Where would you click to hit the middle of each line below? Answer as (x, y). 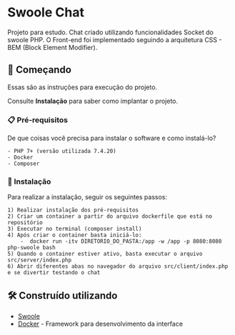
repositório (25, 223)
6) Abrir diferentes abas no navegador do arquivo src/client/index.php (118, 266)
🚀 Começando (39, 70)
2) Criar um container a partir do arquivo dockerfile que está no (110, 216)
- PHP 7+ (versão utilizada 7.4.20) (62, 151)
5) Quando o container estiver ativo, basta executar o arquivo (105, 254)
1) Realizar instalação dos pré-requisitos (73, 210)
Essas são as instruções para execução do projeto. (82, 87)
